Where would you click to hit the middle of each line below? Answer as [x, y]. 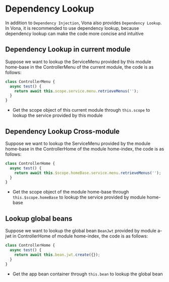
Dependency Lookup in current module [68, 49]
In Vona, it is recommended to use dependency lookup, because [72, 28]
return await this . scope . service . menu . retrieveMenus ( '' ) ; [76, 91]
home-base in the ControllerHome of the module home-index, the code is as [85, 149]
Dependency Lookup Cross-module [63, 131]
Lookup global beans [39, 219]
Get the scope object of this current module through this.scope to [81, 110]
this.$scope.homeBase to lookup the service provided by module [79, 197]
